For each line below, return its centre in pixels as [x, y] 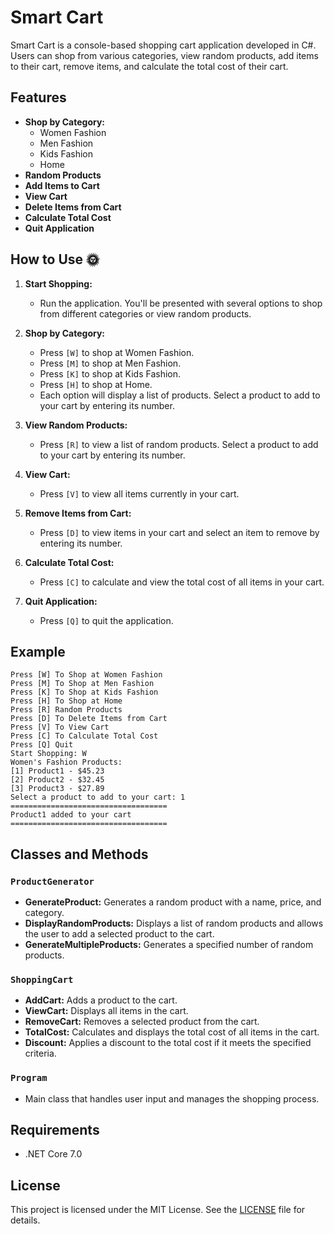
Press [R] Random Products [66, 710]
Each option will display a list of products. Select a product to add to [180, 395]
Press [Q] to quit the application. [106, 620]
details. [25, 1220]
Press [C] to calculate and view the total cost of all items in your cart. [182, 582]
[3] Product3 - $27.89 [57, 789]
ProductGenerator [52, 881]
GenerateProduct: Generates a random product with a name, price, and [173, 902]
